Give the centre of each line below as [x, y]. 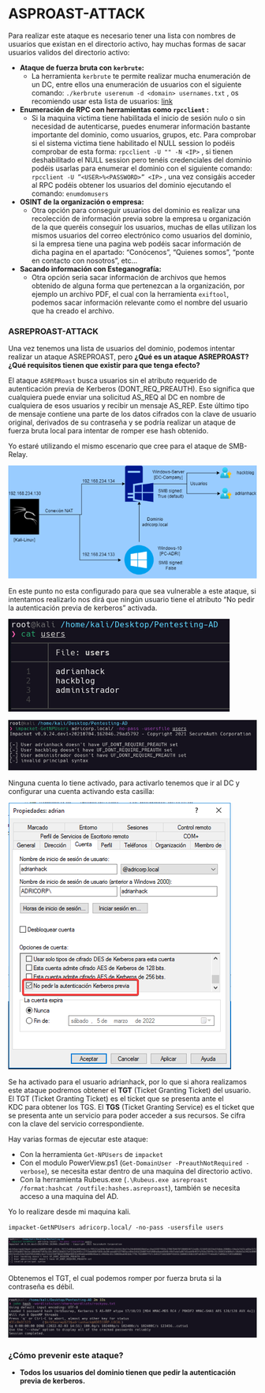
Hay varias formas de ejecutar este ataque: [78, 1139]
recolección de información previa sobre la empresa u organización [141, 219]
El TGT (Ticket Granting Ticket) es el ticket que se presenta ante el [116, 1099]
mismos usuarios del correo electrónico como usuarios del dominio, [142, 235]
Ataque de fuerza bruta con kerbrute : [82, 67]
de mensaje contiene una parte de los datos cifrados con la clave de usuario [132, 414]
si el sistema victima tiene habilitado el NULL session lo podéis [133, 143]
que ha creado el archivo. [73, 311]
